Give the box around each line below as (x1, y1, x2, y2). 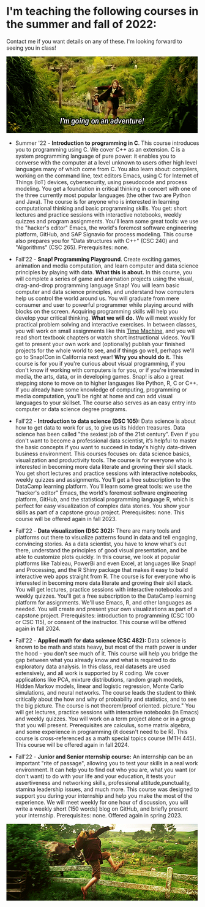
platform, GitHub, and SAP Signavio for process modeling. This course (15, 230, 193, 237)
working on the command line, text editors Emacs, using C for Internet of (15, 172, 199, 179)
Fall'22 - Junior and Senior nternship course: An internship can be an (15, 753, 193, 760)
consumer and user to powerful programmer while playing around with (15, 301, 194, 308)
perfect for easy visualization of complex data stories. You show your (15, 502, 190, 509)
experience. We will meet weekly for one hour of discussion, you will (15, 798, 188, 806)
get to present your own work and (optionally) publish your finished (15, 340, 185, 347)
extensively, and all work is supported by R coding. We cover (15, 669, 170, 676)
